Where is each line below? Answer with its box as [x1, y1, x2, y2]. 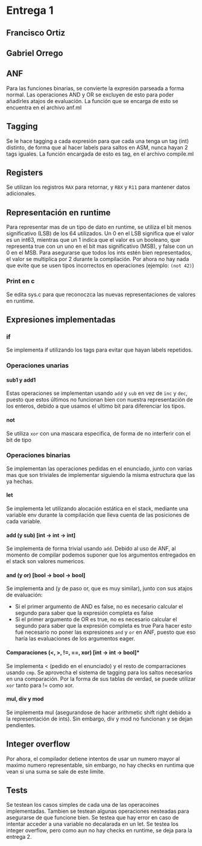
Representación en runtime [6, 207, 111, 218]
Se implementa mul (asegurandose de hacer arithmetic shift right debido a [6, 709, 191, 716]
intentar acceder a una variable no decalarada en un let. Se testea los [6, 821, 179, 828]
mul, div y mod [6, 695, 44, 702]
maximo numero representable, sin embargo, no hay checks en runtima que [6, 761, 195, 769]
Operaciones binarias [6, 451, 71, 459]
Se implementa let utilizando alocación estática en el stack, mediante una [6, 505, 189, 513]
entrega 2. [6, 833, 32, 841]
